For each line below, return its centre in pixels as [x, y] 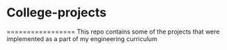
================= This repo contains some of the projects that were [113, 32]
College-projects [57, 13]
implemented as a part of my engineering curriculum [82, 38]
